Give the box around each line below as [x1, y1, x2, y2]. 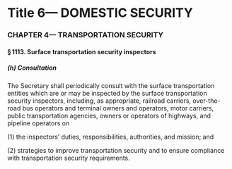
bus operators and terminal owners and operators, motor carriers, [22, 104, 214, 112]
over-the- [192, 96, 221, 105]
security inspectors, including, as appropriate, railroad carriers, [7, 96, 192, 105]
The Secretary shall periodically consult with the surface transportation [7, 81, 215, 89]
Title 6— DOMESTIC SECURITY [7, 5, 193, 21]
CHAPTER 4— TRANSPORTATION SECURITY [7, 30, 164, 40]
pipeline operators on [7, 118, 70, 127]
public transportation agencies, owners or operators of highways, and [7, 111, 211, 120]
